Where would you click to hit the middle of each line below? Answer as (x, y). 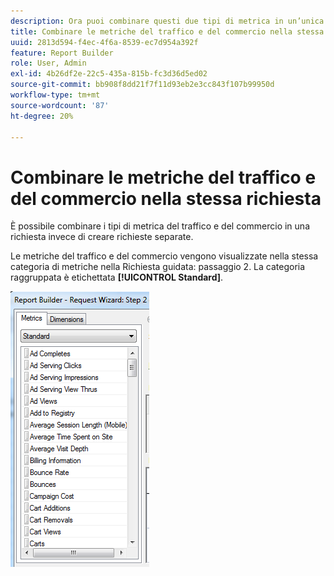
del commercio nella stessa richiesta (166, 198)
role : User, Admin (48, 63)
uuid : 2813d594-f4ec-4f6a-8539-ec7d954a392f (104, 42)
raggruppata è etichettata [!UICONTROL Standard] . (117, 277)
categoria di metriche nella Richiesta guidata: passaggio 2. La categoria (158, 267)
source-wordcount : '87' (60, 105)
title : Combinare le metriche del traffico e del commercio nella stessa (167, 31)
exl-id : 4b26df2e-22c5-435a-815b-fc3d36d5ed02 (109, 74)
